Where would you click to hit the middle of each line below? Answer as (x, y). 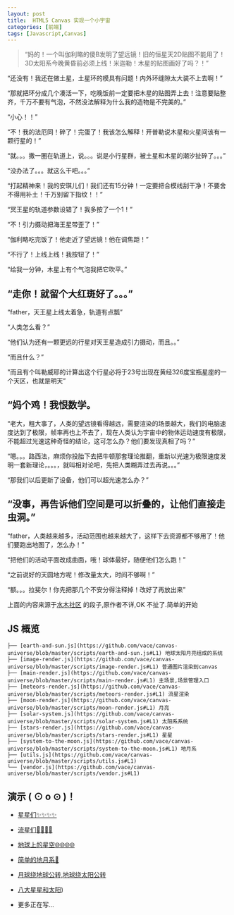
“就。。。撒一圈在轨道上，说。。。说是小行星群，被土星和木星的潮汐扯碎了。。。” (117, 156)
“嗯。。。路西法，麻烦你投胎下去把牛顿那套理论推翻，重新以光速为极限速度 (114, 456)
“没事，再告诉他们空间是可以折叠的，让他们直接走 (116, 504)
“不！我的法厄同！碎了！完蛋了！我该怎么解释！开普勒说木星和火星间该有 (114, 132)
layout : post (26, 14)
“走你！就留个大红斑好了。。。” (70, 294)
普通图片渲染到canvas (190, 667)
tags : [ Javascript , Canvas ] (47, 33)
